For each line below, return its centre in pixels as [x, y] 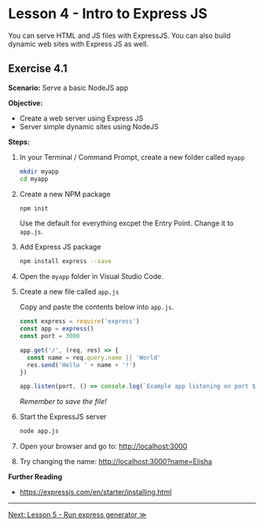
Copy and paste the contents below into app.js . [97, 307]
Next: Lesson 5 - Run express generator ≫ [77, 515]
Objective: [26, 102]
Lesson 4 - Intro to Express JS [108, 14]
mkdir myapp [39, 171]
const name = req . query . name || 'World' [94, 358]
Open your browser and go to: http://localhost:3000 [103, 447]
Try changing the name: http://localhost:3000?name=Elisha [115, 462]
